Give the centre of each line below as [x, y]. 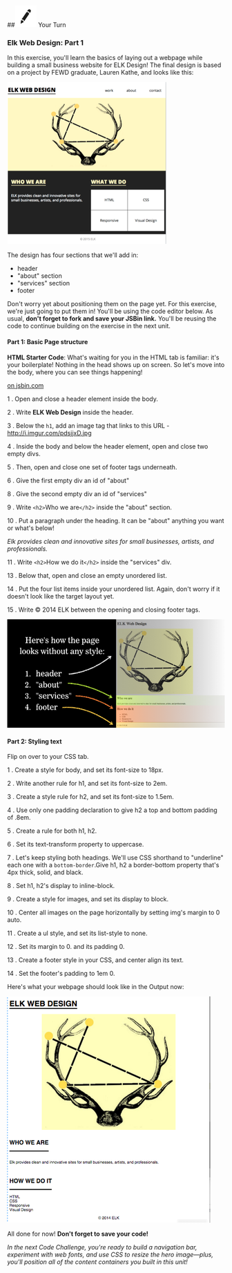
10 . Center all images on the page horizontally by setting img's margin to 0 [114, 913]
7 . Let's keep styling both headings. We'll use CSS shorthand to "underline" [115, 858]
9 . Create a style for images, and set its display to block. [88, 899]
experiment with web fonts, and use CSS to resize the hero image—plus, [110, 1255]
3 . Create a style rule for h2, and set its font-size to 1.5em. [90, 797]
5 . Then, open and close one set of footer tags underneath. [92, 467]
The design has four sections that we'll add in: [73, 255]
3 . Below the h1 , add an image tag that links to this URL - [88, 425]
